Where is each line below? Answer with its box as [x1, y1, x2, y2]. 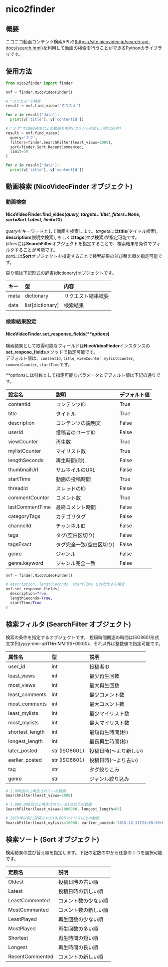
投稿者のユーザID [55, 429, 96, 436]
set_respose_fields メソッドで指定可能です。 [5, 349, 98, 355]
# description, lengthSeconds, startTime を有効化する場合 [5, 582, 125, 587]
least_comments [8, 691, 47, 698]
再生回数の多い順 [58, 925, 99, 932]
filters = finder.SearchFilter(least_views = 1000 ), [10, 140, 113, 145]
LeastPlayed [8, 916, 37, 923]
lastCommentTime [8, 503, 51, 510]
